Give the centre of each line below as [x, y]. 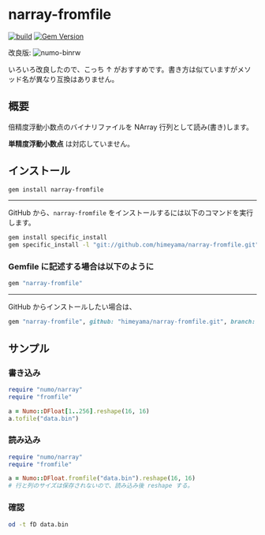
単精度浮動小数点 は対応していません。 [71, 143]
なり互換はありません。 [80, 79]
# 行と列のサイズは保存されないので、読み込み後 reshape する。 [101, 486]
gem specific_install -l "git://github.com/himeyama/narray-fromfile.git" [134, 245]
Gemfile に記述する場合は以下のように [81, 267]
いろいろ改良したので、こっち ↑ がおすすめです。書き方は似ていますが [123, 69]
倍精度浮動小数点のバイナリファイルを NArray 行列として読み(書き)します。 [131, 127]
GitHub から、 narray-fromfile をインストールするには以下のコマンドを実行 [131, 213]
